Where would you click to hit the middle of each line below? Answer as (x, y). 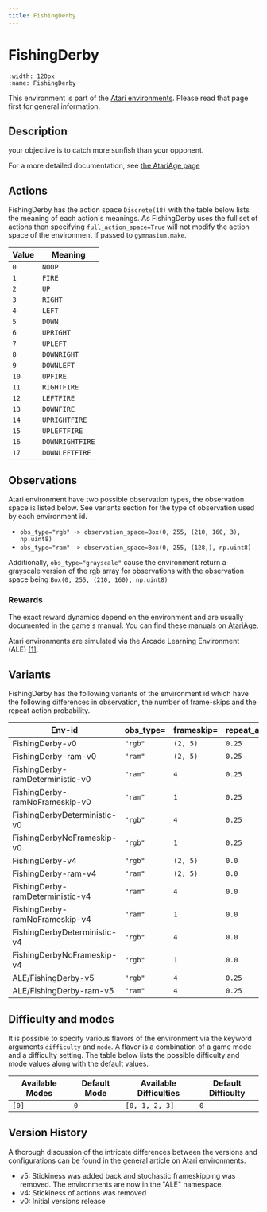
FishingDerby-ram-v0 (54, 757)
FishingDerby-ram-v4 (54, 873)
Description (38, 131)
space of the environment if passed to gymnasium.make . (97, 235)
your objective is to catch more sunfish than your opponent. (106, 150)
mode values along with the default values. (79, 1063)
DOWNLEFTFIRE (67, 453)
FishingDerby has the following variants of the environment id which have (128, 694)
